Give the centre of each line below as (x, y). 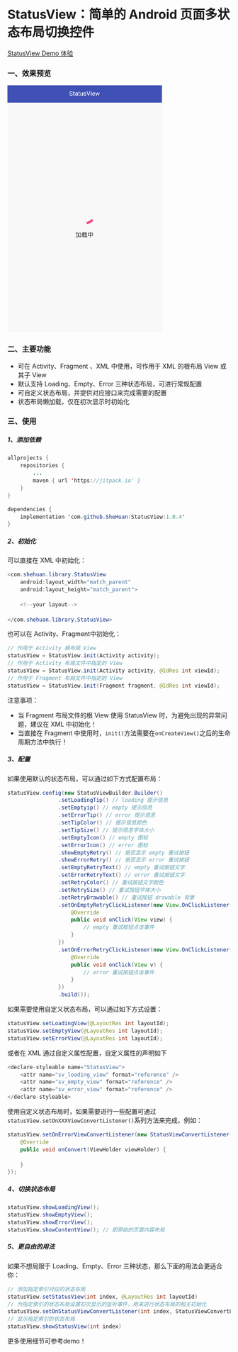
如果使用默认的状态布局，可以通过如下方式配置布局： (85, 778)
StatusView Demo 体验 (40, 53)
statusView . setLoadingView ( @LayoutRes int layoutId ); (89, 1024)
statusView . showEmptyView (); (50, 1215)
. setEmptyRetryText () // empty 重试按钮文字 (121, 868)
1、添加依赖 (24, 440)
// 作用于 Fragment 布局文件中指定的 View (65, 678)
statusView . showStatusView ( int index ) (64, 1326)
